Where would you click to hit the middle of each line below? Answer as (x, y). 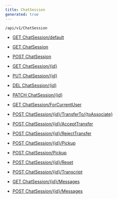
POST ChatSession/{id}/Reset (43, 162)
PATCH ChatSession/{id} (37, 95)
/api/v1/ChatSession (27, 28)
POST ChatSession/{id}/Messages (47, 191)
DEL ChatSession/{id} (34, 85)
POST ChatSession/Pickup (39, 152)
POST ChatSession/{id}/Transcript (47, 172)
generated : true (22, 14)
